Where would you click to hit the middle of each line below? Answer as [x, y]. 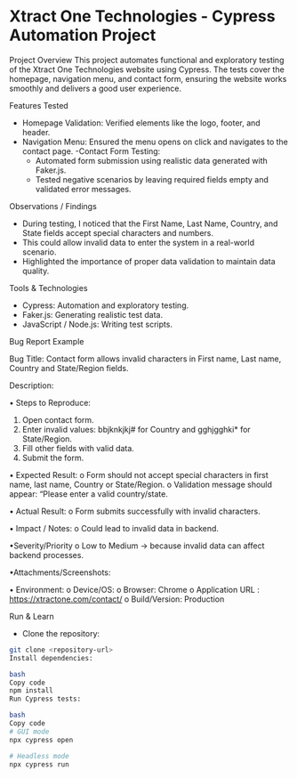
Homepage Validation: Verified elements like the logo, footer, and [141, 123]
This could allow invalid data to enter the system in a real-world [138, 242]
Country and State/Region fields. [69, 368]
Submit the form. [53, 458]
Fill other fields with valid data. [78, 448]
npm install [31, 691]
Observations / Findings [53, 206]
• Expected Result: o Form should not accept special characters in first [139, 474]
